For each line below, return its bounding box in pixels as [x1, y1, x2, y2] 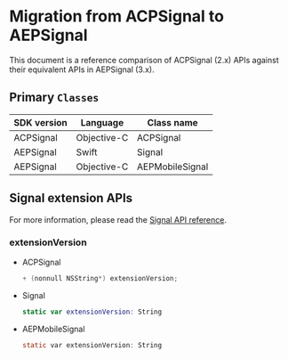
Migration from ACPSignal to [9, 6, 225, 27]
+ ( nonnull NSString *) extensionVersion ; [21, 273, 179, 282]
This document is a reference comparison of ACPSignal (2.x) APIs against [9, 54, 280, 65]
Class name [147, 116, 198, 128]
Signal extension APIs [9, 191, 133, 206]
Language [80, 116, 124, 128]
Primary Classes [9, 90, 100, 105]
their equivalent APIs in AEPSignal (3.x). [9, 64, 156, 75]
